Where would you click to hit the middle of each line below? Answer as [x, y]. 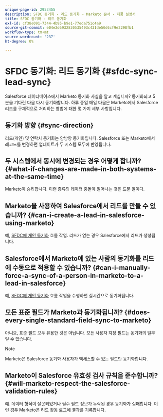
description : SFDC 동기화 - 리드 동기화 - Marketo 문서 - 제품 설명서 [70, 14]
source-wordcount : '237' [30, 37]
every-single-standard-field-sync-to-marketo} [78, 320]
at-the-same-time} [35, 176]
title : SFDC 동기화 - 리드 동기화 [36, 19]
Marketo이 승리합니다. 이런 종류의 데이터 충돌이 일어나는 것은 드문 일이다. [75, 189]
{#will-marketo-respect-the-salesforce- [68, 384]
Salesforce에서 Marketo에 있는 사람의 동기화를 [73, 258]
